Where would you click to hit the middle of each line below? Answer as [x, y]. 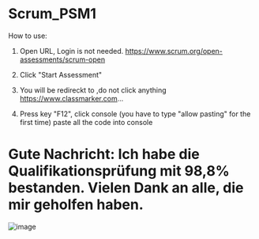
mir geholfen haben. [76, 205]
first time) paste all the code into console [86, 122]
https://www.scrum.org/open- [174, 51]
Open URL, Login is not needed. [71, 51]
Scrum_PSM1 [53, 14]
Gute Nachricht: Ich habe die [104, 154]
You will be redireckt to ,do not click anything [93, 90]
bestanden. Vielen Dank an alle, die [126, 188]
